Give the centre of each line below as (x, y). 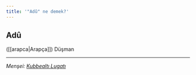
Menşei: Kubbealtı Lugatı (36, 66)
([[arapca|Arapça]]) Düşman (40, 49)
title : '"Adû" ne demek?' (37, 11)
